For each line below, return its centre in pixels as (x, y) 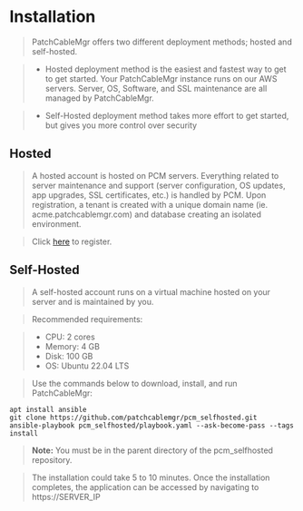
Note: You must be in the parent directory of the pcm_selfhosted (152, 450)
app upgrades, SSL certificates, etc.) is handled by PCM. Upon (149, 195)
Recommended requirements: (87, 319)
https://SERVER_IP (66, 496)
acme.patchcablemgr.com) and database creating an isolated (146, 214)
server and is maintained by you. (93, 301)
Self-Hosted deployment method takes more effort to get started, (167, 115)
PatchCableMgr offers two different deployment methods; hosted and (161, 42)
